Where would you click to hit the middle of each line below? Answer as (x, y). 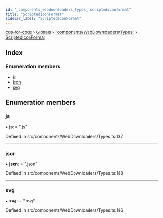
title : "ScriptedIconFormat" (35, 14)
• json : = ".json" (22, 164)
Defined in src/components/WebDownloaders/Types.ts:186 (65, 210)
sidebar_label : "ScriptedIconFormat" (44, 18)
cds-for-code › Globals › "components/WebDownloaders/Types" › (71, 32)
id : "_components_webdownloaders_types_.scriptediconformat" (68, 9)
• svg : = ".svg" (20, 201)
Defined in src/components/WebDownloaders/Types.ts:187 (64, 136)
